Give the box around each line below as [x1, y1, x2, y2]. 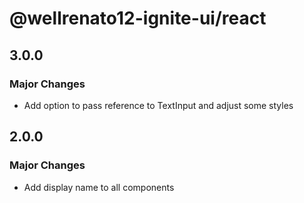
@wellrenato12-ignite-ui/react [9, 7, 267, 30]
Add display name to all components [23, 181, 175, 193]
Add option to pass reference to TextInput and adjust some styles [23, 99, 294, 111]
